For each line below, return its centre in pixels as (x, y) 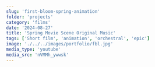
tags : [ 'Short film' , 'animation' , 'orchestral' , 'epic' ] (78, 38)
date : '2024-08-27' (30, 28)
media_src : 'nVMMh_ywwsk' (37, 55)
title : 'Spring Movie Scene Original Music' (61, 33)
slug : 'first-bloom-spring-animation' (53, 11)
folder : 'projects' (30, 17)
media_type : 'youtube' (34, 50)
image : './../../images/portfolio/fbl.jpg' (60, 44)
